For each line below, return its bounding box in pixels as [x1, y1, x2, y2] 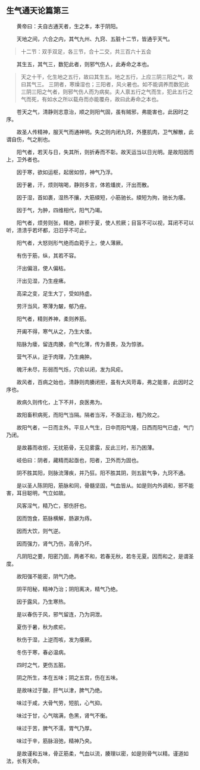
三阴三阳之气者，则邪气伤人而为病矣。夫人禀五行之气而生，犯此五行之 [20, 88, 193, 95]
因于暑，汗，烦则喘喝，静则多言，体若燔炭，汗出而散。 [17, 181, 152, 188]
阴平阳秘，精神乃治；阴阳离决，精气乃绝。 [17, 585, 121, 593]
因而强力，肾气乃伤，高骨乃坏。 [17, 540, 95, 547]
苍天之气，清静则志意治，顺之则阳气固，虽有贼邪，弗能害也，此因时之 [17, 108, 189, 115]
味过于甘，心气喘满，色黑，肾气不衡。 [17, 712, 111, 719]
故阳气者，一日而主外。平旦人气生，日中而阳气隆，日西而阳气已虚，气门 [17, 423, 194, 431]
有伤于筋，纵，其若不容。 [17, 252, 79, 259]
